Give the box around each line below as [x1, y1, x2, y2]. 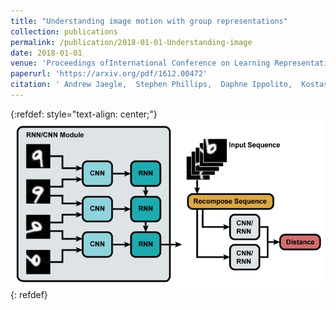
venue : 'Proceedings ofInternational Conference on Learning [10, 58, 271, 69]
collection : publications [10, 26, 118, 37]
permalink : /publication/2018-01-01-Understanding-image [10, 37, 253, 47]
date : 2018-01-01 [10, 48, 83, 58]
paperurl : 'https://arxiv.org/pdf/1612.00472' [10, 69, 208, 79]
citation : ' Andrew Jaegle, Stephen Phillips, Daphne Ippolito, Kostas [10, 80, 329, 90]
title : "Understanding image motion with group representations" [10, 16, 288, 26]
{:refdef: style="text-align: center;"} [10, 108, 158, 120]
